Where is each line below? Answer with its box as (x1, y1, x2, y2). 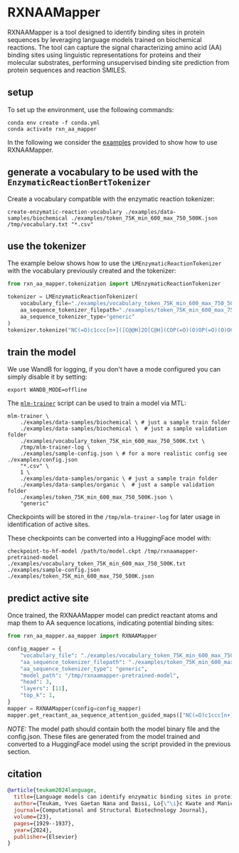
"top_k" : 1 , (20, 692, 55, 699)
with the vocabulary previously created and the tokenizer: (7, 267, 176, 275)
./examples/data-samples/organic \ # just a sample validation (20, 481, 215, 489)
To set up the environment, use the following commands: (7, 105, 174, 114)
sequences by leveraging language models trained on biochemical (7, 35, 202, 44)
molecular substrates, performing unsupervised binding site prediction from (7, 58, 230, 66)
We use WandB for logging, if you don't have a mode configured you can (7, 365, 221, 374)
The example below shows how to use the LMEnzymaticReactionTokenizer (7, 259, 222, 267)
